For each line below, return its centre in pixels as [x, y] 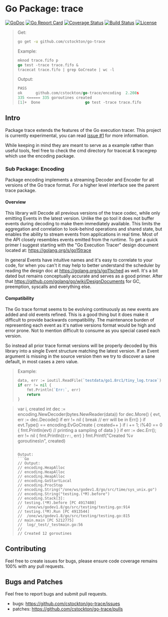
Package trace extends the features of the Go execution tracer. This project [83, 130]
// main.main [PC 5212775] [46, 520]
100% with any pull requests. [35, 566]
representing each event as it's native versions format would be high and [80, 325]
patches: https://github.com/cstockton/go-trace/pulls [67, 609]
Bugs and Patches [34, 582]
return [34, 395]
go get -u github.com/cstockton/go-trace [61, 41]
